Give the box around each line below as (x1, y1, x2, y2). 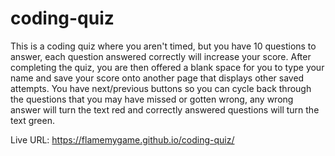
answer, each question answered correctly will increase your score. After (10, 50, 312, 62)
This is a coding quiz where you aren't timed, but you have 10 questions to (10, 40, 317, 52)
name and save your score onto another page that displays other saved (10, 72, 305, 84)
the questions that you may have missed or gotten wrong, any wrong (10, 93, 294, 105)
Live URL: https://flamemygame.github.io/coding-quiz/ (10, 133, 235, 146)
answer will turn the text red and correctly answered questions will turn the (10, 103, 320, 116)
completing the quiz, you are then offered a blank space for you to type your (10, 61, 325, 73)
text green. (10, 114, 55, 126)
